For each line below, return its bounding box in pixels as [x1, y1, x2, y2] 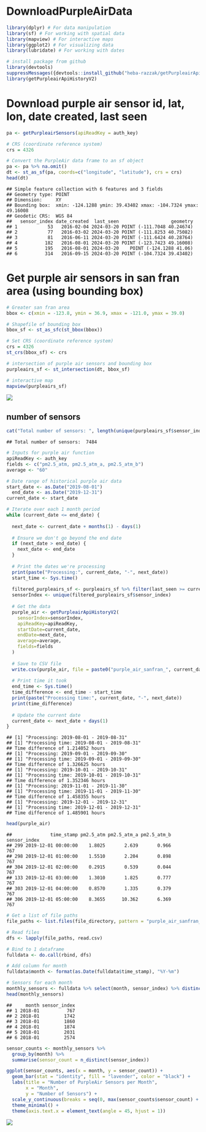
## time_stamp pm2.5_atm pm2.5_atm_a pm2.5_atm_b [6, 832, 172, 838]
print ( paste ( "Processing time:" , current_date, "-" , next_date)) [12, 695, 183, 701]
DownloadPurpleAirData [6, 4, 133, 18]
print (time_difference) [12, 700, 72, 707]
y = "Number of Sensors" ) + [25, 1090, 97, 1097]
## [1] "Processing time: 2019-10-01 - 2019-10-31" [6, 772, 141, 778]
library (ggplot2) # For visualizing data [6, 42, 114, 48]
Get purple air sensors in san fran [6, 271, 180, 285]
